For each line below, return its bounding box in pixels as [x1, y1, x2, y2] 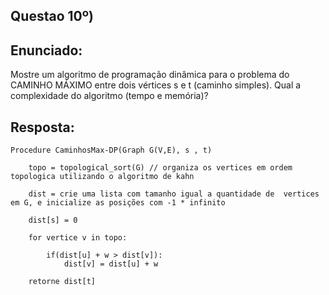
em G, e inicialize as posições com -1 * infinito [10, 198, 226, 208]
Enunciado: [10, 42, 83, 59]
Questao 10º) [10, 8, 94, 25]
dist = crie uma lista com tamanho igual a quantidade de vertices [28, 189, 320, 199]
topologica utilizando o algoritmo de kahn [10, 172, 195, 182]
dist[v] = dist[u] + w [63, 259, 159, 269]
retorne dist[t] [28, 277, 97, 287]
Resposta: [10, 119, 75, 136]
